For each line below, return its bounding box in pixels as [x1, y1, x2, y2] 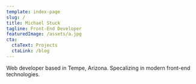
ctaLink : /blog [11, 48, 50, 54]
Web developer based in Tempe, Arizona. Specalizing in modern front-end [6, 64, 191, 71]
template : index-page [6, 8, 61, 15]
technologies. [6, 70, 40, 78]
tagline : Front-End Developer [6, 25, 82, 32]
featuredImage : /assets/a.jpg [6, 31, 82, 37]
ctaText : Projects [11, 43, 58, 49]
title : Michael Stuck [6, 20, 61, 26]
